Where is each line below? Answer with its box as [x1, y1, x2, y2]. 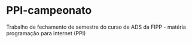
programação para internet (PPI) [6, 29, 86, 36]
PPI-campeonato [6, 4, 92, 17]
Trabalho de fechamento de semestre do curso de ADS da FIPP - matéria [6, 23, 187, 30]
